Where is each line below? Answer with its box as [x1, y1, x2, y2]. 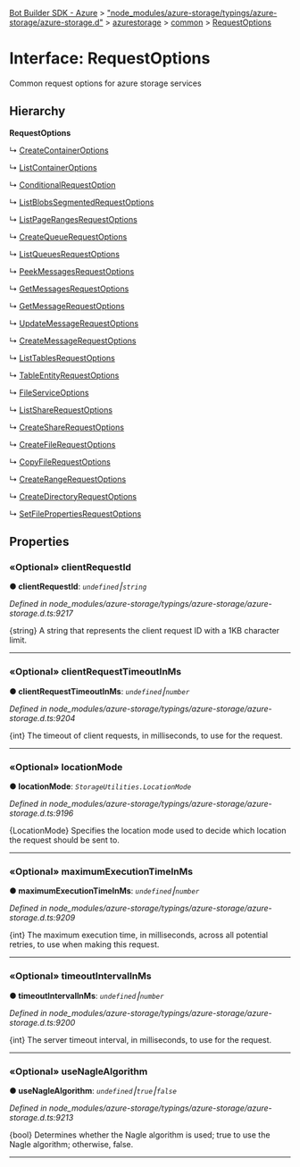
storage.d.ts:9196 [9, 808, 74, 819]
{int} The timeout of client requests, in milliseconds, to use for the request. [9, 730, 283, 741]
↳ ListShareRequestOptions [9, 404, 113, 415]
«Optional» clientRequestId [9, 561, 132, 574]
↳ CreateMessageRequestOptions [9, 335, 137, 346]
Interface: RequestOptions [9, 48, 211, 69]
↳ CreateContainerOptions [9, 145, 109, 155]
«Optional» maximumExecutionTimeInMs [9, 865, 194, 877]
